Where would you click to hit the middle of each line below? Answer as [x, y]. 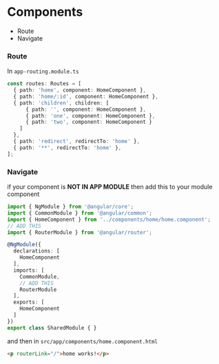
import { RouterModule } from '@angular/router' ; [80, 232]
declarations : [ [36, 251]
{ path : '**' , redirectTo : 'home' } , [67, 148]
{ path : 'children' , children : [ [61, 103]
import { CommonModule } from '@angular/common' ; [80, 213]
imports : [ [29, 270]
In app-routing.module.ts [43, 71]
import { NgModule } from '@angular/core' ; [71, 207]
